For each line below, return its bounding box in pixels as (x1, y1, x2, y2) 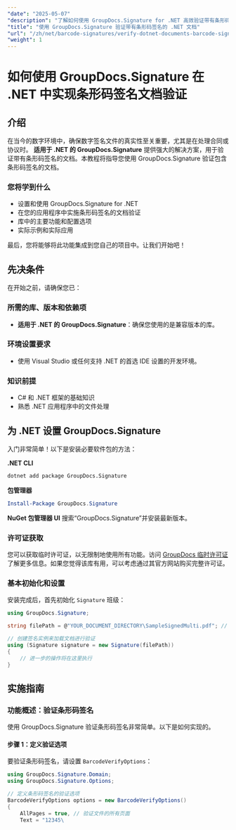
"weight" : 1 (7, 37, 42, 44)
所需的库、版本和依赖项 (7, 303, 86, 313)
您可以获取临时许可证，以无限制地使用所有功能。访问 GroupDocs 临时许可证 (7, 550, 228, 558)
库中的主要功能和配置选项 (17, 217, 92, 226)
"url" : (7, 30, 27, 37)
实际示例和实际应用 (17, 226, 74, 234)
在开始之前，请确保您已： (7, 283, 81, 292)
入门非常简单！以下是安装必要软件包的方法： (7, 445, 137, 453)
